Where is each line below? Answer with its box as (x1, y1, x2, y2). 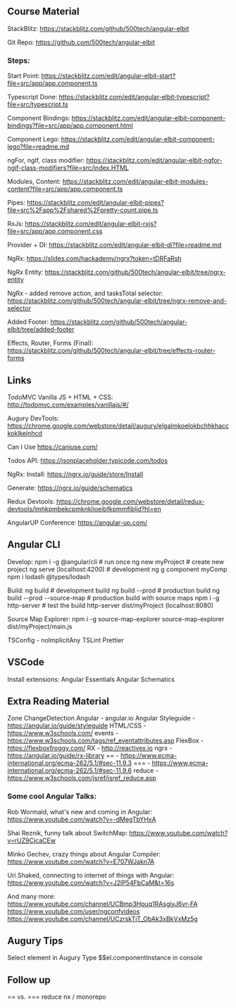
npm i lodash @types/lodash (7, 572, 90, 580)
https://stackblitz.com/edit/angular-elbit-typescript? (58, 93, 210, 101)
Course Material (7, 6, 80, 18)
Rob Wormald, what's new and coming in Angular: (7, 807, 153, 816)
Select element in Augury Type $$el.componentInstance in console (7, 954, 203, 962)
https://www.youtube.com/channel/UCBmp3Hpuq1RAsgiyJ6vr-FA (7, 900, 198, 908)
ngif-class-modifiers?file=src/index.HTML (7, 163, 129, 172)
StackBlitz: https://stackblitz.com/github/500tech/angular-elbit (7, 24, 190, 32)
